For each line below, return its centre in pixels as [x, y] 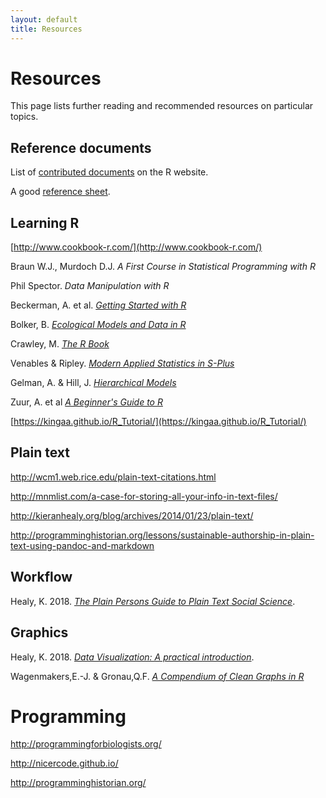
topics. [24, 117]
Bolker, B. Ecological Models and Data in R [98, 325]
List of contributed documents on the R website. [109, 172]
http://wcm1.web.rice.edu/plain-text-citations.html [113, 477]
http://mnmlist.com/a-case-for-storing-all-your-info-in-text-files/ [144, 496]
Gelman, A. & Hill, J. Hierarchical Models [93, 383]
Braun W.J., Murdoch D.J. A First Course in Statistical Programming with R [163, 267]
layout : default [44, 19]
